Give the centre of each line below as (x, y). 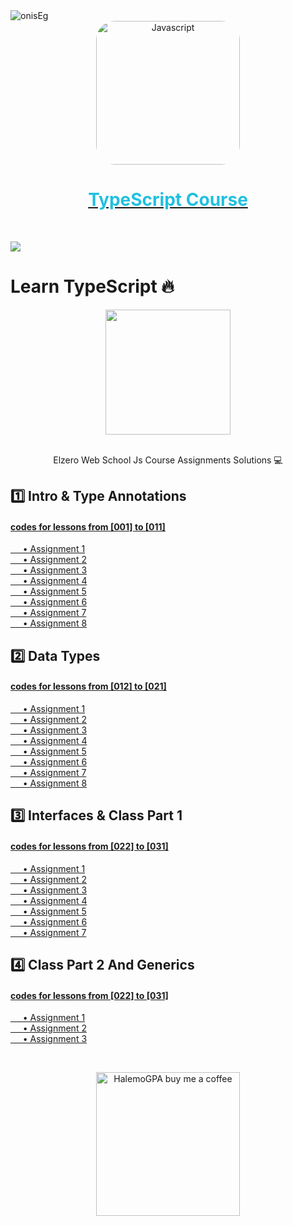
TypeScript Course (168, 200)
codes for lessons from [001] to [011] (88, 526)
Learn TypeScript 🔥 (92, 286)
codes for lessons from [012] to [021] (88, 686)
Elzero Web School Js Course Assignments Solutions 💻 (168, 460)
